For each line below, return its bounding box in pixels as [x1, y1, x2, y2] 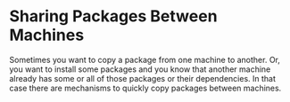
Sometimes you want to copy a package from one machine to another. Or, [9, 54, 281, 65]
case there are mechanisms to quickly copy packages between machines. [9, 82, 282, 93]
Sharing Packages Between [9, 6, 218, 27]
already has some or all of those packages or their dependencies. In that [9, 73, 277, 83]
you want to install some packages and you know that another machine [9, 64, 271, 75]
